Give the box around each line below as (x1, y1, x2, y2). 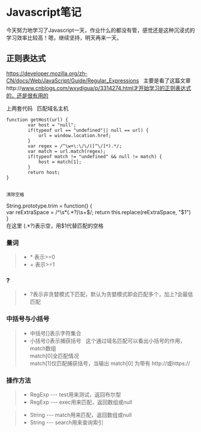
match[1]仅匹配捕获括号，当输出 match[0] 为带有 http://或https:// (29, 359, 190, 367)
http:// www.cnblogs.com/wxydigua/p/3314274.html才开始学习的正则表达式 (6, 84, 191, 91)
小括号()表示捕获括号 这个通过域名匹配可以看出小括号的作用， (29, 337, 186, 344)
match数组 (29, 344, 56, 352)
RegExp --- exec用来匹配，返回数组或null (29, 398, 133, 406)
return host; (28, 169, 61, 175)
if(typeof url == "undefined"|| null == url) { (28, 127, 149, 133)
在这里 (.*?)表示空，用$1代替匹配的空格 (6, 222, 104, 229)
